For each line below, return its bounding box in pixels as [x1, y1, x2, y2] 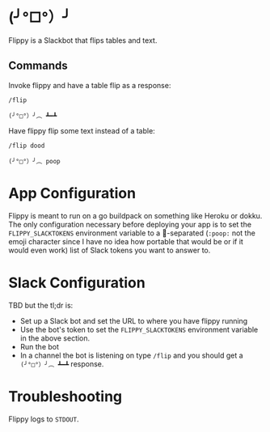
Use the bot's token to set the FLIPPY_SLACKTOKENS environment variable [19, 324, 259, 334]
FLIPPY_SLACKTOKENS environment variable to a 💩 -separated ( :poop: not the [8, 228, 256, 238]
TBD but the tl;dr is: [8, 300, 74, 310]
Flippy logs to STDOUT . [8, 414, 79, 424]
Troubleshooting [8, 387, 123, 405]
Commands [8, 59, 69, 73]
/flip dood [8, 142, 45, 150]
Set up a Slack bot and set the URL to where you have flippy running [19, 316, 248, 325]
